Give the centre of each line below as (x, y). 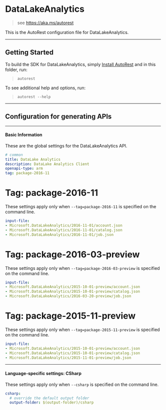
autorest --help (34, 97)
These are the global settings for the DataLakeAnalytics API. (66, 146)
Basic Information (24, 135)
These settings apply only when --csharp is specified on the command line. (82, 384)
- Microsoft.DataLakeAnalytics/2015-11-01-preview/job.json (68, 358)
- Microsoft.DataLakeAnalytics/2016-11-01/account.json (64, 225)
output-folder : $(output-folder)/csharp (52, 403)
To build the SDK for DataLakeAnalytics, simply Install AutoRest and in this (81, 64)
